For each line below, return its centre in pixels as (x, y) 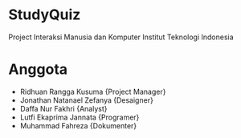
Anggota (38, 69)
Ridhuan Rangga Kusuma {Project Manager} (93, 91)
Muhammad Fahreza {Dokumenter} (78, 125)
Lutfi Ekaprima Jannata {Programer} (80, 117)
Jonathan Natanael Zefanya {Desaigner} (87, 100)
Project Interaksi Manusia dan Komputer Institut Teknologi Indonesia (121, 37)
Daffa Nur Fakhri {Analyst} (63, 108)
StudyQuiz (45, 15)
